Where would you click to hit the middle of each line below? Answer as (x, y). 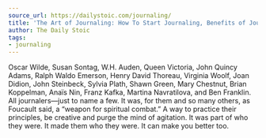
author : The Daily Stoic (49, 30)
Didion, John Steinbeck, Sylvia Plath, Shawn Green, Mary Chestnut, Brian (127, 84)
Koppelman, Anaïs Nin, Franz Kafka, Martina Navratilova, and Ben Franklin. (130, 92)
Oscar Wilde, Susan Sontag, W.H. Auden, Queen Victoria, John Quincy (123, 67)
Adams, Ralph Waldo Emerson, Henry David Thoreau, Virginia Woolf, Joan (129, 76)
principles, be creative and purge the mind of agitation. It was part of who (128, 117)
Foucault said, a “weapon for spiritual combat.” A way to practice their (122, 109)
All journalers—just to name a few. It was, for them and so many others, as (129, 101)
